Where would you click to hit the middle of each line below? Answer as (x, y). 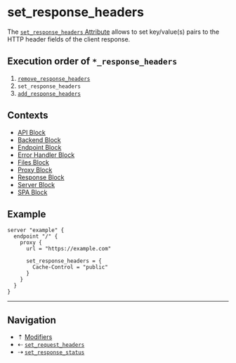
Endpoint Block (39, 147)
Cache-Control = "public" (71, 267)
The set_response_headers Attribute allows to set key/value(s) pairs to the (113, 32)
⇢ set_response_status (51, 352)
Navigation (32, 320)
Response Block (41, 177)
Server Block (36, 184)
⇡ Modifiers (35, 337)
